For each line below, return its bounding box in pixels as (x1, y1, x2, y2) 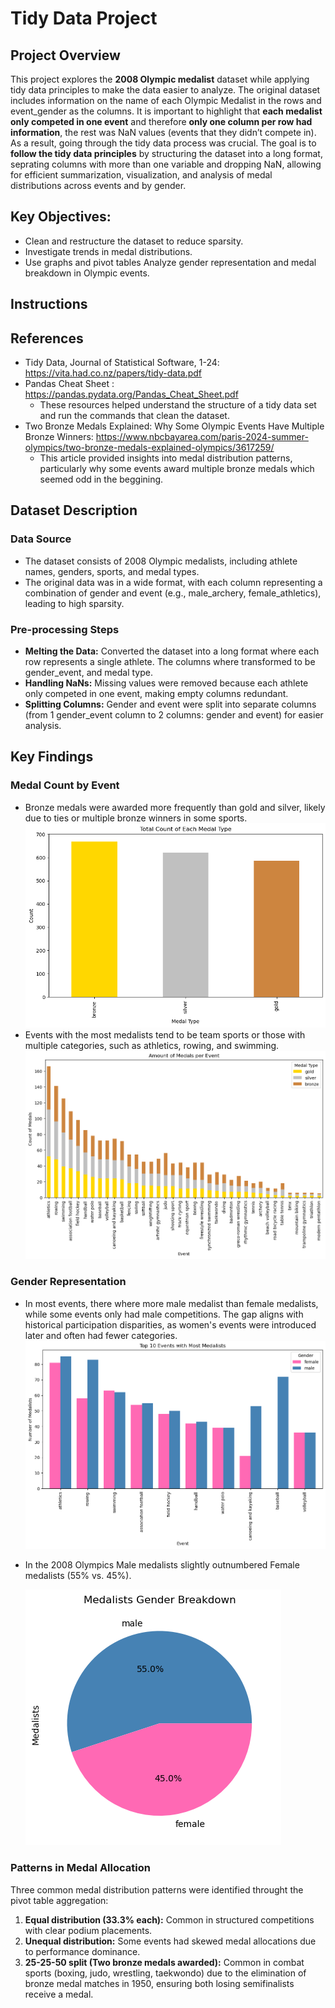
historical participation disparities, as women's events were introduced (24, 1318, 317, 1331)
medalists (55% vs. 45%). (24, 1570, 132, 1582)
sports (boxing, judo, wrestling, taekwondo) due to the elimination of (24, 1967, 307, 1979)
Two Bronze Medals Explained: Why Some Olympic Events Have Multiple (24, 420, 325, 432)
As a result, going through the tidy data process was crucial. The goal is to (10, 137, 317, 149)
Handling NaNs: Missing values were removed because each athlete (24, 677, 309, 689)
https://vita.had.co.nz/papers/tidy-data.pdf (24, 367, 203, 379)
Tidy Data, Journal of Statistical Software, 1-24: (24, 357, 220, 369)
